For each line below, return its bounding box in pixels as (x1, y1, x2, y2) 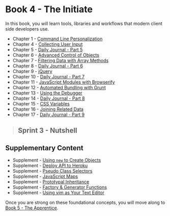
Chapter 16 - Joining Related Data (12, 106, 84, 112)
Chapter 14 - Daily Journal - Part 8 (12, 95, 85, 101)
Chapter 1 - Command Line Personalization (12, 36, 103, 42)
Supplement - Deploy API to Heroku (12, 163, 88, 169)
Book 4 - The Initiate (5, 4, 93, 15)
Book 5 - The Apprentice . (5, 205, 59, 211)
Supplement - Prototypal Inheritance (12, 179, 90, 185)
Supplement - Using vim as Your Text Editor (12, 190, 105, 196)
